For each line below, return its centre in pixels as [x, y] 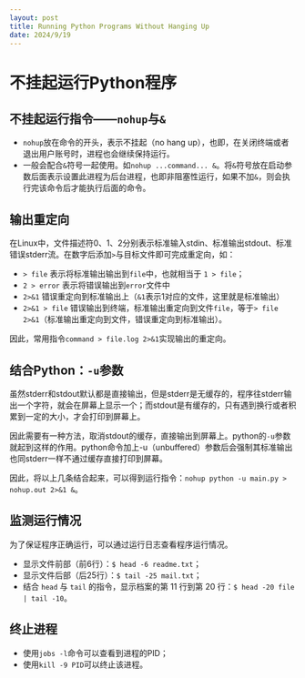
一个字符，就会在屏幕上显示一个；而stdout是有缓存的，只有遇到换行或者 [152, 405]
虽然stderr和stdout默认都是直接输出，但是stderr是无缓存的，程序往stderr [147, 394]
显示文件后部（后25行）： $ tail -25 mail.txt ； [112, 575]
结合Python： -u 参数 [66, 370]
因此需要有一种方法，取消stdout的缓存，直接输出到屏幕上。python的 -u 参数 [150, 436]
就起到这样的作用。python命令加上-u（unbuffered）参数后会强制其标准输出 [151, 447]
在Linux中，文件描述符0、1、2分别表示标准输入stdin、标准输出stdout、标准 [151, 243]
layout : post [34, 18]
